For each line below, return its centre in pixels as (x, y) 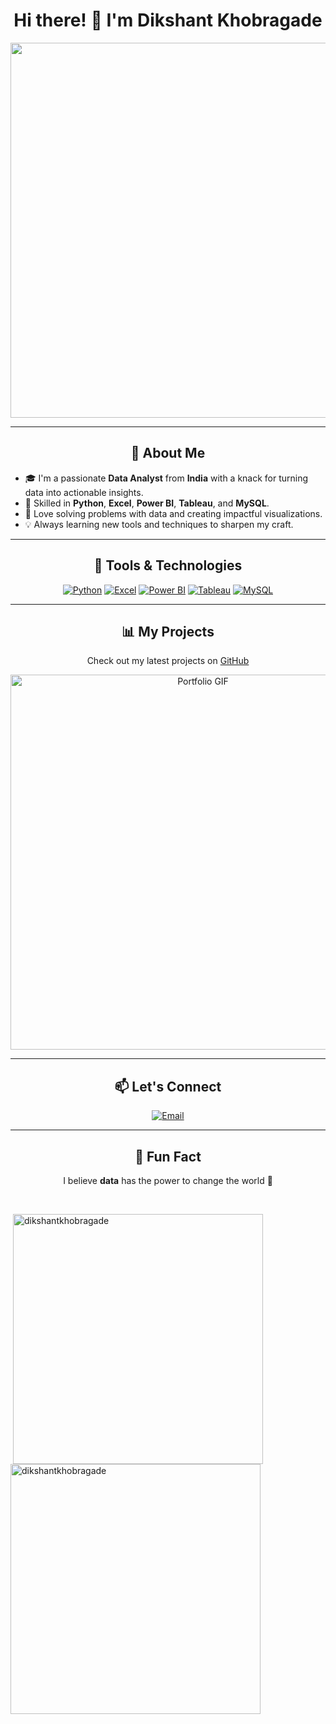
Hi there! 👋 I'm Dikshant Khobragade (168, 20)
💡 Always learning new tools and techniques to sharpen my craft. (159, 524)
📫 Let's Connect (168, 1086)
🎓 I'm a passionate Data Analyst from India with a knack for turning (166, 478)
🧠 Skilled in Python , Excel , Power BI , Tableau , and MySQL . (147, 503)
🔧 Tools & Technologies (168, 565)
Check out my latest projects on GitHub (168, 661)
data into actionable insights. (84, 492)
